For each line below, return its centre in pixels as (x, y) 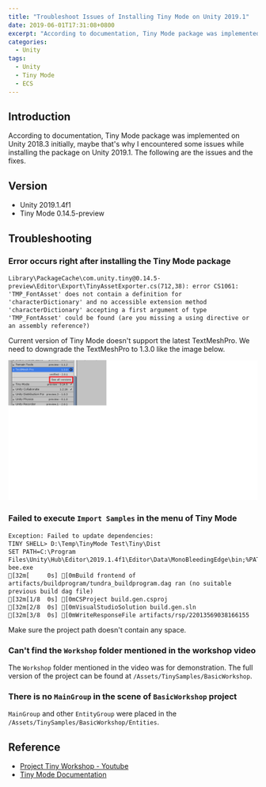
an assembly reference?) (49, 326)
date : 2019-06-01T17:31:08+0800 (61, 25)
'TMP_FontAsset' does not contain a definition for (95, 294)
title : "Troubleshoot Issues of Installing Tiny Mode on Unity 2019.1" (129, 17)
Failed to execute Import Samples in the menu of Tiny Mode (123, 518)
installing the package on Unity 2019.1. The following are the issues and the (131, 153)
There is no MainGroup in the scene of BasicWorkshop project (123, 696)
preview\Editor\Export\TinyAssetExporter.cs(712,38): (99, 286)
